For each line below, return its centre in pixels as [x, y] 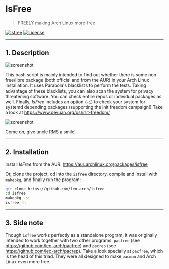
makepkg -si [18, 198]
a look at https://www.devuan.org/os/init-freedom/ [58, 112]
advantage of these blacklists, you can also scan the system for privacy [79, 91]
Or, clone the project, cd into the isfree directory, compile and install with [81, 174]
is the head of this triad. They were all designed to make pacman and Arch [81, 256]
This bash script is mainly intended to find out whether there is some [76, 75]
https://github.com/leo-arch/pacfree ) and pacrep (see [61, 246]
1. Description [27, 53]
